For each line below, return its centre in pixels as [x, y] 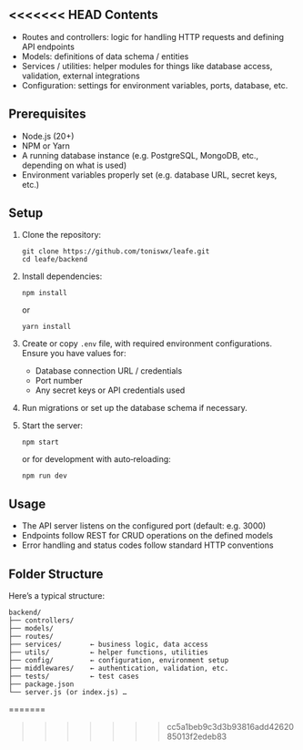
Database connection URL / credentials [109, 371]
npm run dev [44, 476]
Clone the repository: [61, 235]
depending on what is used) [74, 165]
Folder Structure [56, 574]
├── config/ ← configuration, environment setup [119, 661]
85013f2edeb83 [197, 736]
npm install [44, 293]
